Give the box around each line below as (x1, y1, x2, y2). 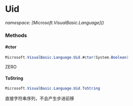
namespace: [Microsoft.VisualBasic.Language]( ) (5, 20, 104, 26)
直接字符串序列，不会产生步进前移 (5, 96, 74, 102)
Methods (5, 32, 27, 39)
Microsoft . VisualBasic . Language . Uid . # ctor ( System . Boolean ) (5, 55, 129, 60)
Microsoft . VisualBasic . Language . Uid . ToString (5, 86, 100, 91)
